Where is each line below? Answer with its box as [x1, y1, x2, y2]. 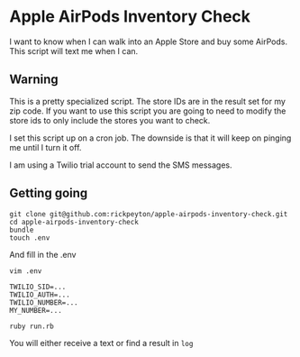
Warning [9, 72, 59, 87]
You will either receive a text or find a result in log [9, 337, 194, 348]
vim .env [9, 266, 42, 276]
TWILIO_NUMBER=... [9, 297, 78, 307]
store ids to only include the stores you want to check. [9, 114, 211, 125]
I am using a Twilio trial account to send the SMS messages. [9, 160, 232, 170]
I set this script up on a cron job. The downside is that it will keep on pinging [9, 133, 292, 143]
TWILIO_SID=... [9, 282, 67, 291]
